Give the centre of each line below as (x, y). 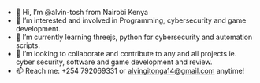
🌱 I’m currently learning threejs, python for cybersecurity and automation (134, 37)
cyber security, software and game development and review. (114, 62)
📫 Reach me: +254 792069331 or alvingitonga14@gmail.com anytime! (130, 71)
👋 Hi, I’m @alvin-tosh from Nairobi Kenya (82, 12)
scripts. (28, 45)
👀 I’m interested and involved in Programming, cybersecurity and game (131, 20)
